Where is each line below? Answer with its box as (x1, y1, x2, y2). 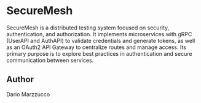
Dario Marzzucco (6, 90, 50, 98)
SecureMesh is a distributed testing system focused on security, (6, 24, 170, 31)
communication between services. (6, 56, 94, 64)
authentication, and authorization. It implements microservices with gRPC (6, 30, 192, 37)
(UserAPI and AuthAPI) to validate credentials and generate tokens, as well (6, 37, 195, 44)
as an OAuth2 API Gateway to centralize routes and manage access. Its (6, 44, 186, 51)
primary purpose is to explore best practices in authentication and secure (6, 50, 192, 57)
